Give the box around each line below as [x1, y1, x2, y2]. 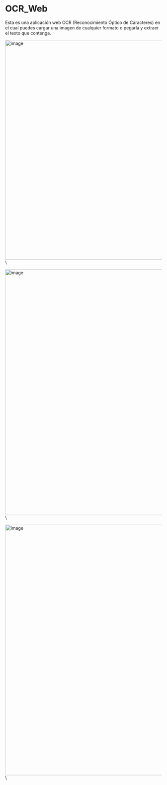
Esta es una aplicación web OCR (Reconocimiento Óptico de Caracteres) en [5, 19, 161, 25]
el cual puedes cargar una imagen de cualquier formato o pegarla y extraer [5, 24, 159, 30]
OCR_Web [5, 3, 48, 14]
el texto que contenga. [5, 30, 51, 36]
